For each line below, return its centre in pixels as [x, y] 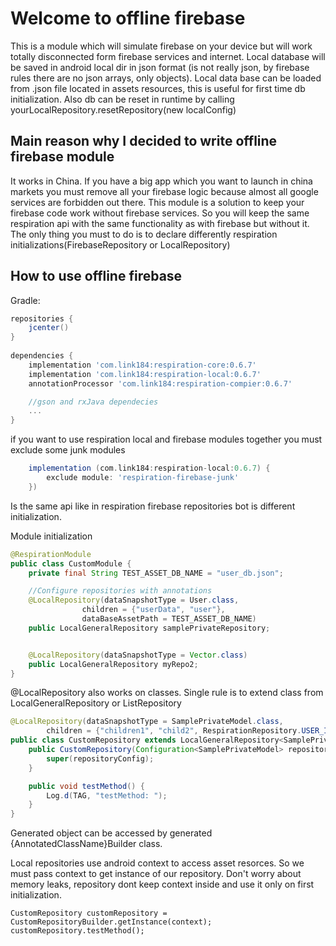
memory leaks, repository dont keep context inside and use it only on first [162, 884]
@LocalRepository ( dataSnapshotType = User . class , [134, 600]
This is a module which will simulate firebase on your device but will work [161, 46]
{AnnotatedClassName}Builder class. [86, 844]
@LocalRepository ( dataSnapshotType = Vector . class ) [138, 655]
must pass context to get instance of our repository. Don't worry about [156, 874]
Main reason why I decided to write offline [144, 141]
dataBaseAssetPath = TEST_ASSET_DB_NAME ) [169, 619]
